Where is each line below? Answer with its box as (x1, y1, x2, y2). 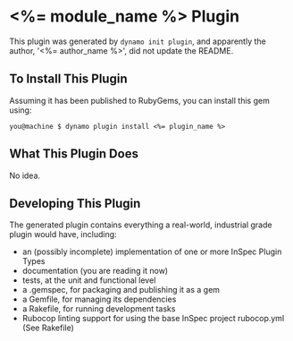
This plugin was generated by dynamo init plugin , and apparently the (9, 36, 266, 47)
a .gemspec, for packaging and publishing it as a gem (21, 285, 221, 295)
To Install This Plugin (9, 72, 128, 87)
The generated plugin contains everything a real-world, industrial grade (9, 219, 272, 230)
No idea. (9, 170, 41, 181)
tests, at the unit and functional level (21, 275, 156, 286)
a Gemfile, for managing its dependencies (21, 294, 177, 305)
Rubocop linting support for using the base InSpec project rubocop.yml (21, 313, 285, 324)
